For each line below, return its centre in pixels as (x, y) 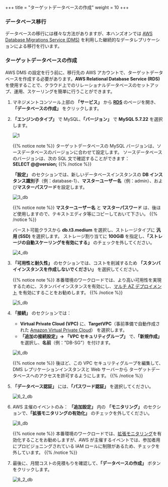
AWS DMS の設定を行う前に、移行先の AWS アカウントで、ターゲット (77, 73)
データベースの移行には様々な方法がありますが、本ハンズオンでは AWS (79, 34)
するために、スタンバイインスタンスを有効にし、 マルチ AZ (73, 286)
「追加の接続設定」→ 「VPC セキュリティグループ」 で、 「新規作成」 (91, 336)
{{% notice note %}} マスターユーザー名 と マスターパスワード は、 (82, 207)
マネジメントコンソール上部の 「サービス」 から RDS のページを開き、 (85, 102)
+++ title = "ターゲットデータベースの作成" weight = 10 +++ (67, 7)
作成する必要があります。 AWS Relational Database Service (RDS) (91, 79)
